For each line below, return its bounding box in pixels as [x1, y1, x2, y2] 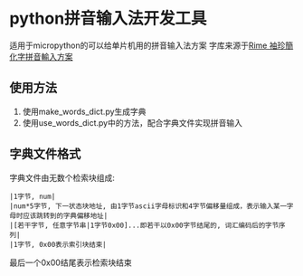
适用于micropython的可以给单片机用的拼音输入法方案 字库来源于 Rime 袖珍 [9, 40, 286, 51]
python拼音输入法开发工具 [9, 8, 207, 29]
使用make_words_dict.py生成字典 [22, 106, 147, 117]
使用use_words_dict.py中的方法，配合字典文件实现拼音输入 [22, 117, 242, 128]
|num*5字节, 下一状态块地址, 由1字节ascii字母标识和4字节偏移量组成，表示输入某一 [9, 201, 288, 211]
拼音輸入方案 [24, 51, 73, 62]
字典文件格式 [9, 147, 81, 162]
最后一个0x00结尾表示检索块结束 [9, 257, 133, 268]
